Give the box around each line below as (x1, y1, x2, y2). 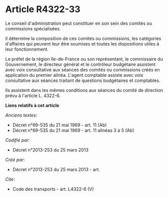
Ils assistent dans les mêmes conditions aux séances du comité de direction (5, 87, 163, 93)
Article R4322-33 (5, 4, 81, 15)
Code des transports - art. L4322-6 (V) (12, 186, 94, 192)
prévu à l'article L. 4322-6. (5, 92, 61, 98)
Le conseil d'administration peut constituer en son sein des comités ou (5, 20, 152, 26)
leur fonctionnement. (5, 46, 49, 52)
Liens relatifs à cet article (5, 102, 60, 108)
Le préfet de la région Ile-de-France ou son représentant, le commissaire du (5, 56, 163, 62)
